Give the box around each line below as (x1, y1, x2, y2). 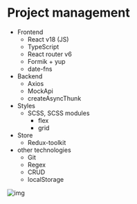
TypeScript (27, 42, 60, 51)
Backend (17, 71, 43, 80)
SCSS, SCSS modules (27, 109, 90, 117)
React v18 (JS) (27, 35, 69, 43)
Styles (17, 101, 36, 110)
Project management (7, 5, 130, 21)
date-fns (27, 65, 53, 73)
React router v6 (27, 50, 73, 58)
